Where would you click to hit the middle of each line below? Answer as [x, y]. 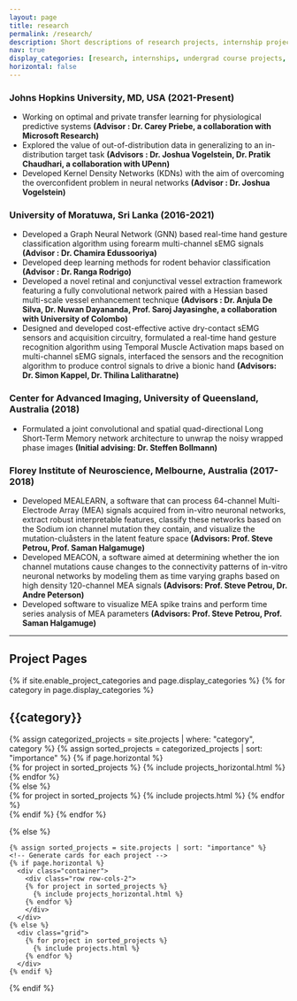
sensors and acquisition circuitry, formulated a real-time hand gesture [149, 338]
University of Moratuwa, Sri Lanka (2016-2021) [112, 215]
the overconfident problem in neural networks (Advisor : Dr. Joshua [146, 183]
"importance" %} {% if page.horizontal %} [86, 758]
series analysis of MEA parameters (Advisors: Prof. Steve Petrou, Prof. [152, 614]
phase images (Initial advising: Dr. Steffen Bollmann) [120, 447]
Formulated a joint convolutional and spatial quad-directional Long [142, 428]
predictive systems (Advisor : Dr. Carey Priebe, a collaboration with [147, 127]
